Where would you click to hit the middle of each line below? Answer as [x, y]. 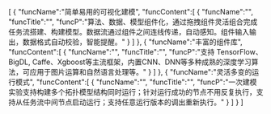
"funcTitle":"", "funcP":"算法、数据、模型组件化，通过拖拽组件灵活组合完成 [133, 22]
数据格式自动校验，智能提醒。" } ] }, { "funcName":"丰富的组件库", [132, 42]
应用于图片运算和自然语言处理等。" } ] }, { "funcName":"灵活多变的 [141, 72]
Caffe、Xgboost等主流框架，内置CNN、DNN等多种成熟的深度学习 [142, 62]
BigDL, [19, 62]
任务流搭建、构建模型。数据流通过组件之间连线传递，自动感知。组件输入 [129, 32]
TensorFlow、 [239, 52]
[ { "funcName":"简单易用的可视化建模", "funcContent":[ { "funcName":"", [131, 12]
